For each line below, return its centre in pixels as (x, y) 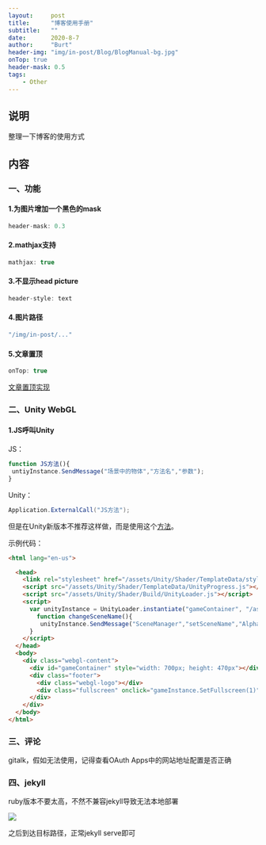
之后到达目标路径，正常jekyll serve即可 (72, 833)
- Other (35, 82)
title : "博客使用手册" (51, 23)
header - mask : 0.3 (37, 226)
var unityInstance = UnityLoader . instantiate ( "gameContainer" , (136, 609)
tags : (17, 75)
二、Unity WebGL (42, 409)
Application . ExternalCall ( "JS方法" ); (69, 510)
